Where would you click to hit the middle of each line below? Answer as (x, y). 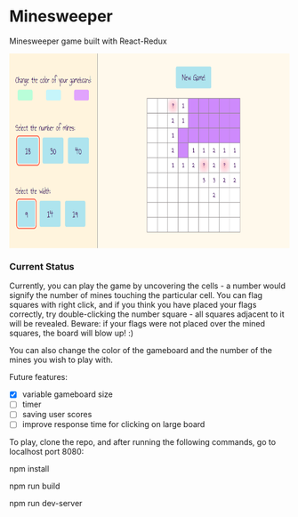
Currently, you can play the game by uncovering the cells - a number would (148, 286)
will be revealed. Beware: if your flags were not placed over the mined (137, 324)
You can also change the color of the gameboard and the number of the (141, 351)
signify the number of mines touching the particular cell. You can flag (136, 295)
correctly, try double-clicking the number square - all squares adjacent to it (147, 314)
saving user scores (57, 415)
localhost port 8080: (47, 452)
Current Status (42, 266)
